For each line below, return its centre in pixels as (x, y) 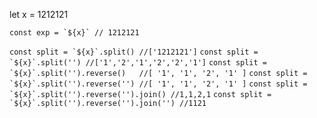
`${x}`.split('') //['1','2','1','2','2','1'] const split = (138, 63)
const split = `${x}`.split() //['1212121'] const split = (134, 52)
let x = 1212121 (39, 14)
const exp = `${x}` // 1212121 (74, 33)
